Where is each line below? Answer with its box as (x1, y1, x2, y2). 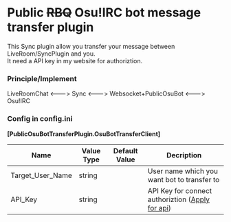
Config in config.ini (7, 114, 73, 124)
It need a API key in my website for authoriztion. (7, 56, 143, 65)
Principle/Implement (7, 74, 77, 83)
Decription (166, 150, 202, 159)
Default (113, 146, 138, 155)
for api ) (147, 203, 172, 212)
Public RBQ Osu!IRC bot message (7, 5, 201, 21)
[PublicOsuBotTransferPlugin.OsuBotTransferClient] (7, 129, 161, 138)
